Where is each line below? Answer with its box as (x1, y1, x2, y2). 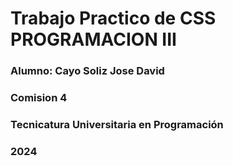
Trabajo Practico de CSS (10, 7, 217, 30)
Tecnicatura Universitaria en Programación (10, 117, 224, 131)
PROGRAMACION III (10, 28, 177, 51)
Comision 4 (10, 91, 68, 105)
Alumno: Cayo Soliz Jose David (10, 64, 165, 78)
